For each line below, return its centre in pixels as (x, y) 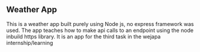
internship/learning (30, 43)
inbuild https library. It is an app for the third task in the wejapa (83, 36)
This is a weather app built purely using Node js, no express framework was (100, 24)
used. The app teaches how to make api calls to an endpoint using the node (100, 30)
